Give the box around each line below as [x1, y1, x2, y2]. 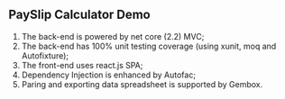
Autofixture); [21, 49, 69, 61]
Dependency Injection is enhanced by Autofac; [21, 69, 196, 80]
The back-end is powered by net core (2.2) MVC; [21, 31, 205, 41]
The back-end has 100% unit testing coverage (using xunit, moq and [21, 40, 277, 51]
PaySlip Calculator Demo [8, 7, 151, 22]
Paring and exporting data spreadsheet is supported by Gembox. [21, 78, 263, 89]
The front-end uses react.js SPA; [21, 59, 143, 70]
